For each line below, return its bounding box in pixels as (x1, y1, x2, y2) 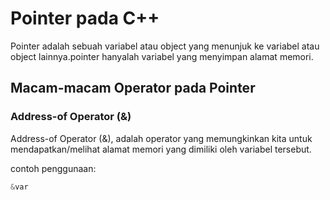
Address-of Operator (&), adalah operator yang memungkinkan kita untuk (10, 132, 313, 144)
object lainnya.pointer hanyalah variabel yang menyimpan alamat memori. (10, 50, 314, 62)
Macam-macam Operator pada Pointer (10, 80, 256, 97)
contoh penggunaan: (10, 162, 97, 174)
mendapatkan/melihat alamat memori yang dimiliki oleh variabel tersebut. (10, 143, 312, 155)
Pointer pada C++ (10, 7, 160, 30)
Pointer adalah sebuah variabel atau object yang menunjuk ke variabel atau (10, 40, 320, 52)
